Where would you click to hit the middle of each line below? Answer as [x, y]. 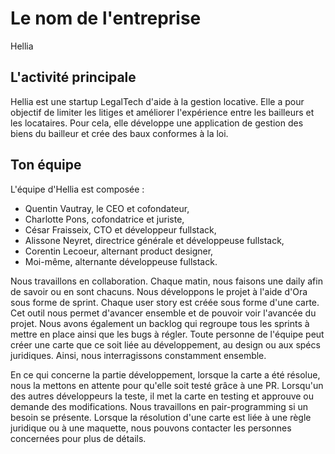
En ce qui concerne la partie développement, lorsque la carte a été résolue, [165, 374]
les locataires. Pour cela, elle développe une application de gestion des [157, 123]
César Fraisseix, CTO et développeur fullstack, [120, 229]
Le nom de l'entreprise [106, 18]
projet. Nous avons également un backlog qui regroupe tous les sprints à [160, 323]
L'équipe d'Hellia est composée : [77, 189]
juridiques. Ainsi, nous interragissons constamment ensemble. [138, 355]
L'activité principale [73, 77]
